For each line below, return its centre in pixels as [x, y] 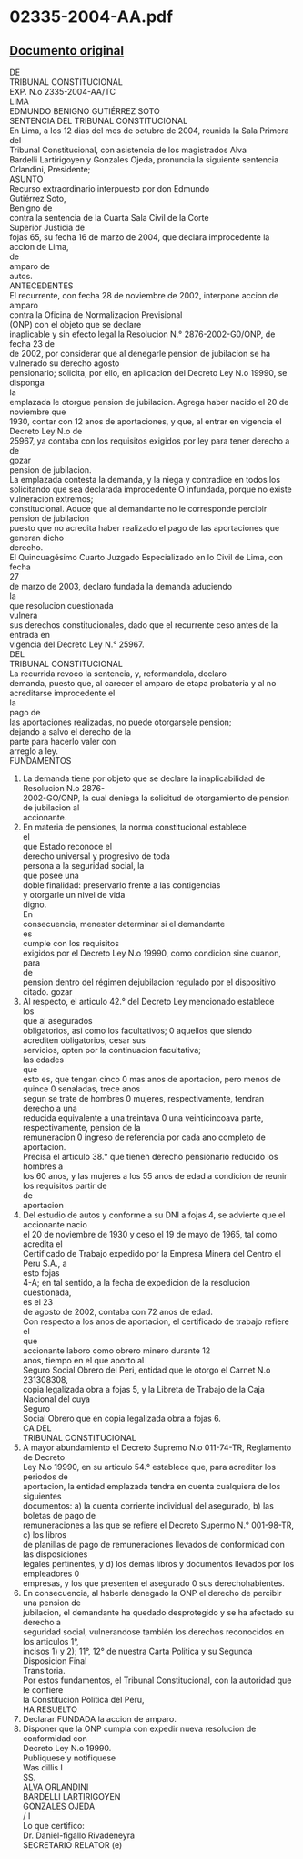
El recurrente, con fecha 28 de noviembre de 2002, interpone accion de [144, 295]
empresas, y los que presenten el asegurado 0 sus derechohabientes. [153, 1583]
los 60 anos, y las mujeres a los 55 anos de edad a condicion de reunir [155, 1176]
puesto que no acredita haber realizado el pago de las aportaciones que [145, 528]
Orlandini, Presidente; [50, 169]
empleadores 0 [51, 1573]
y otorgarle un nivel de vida [74, 895]
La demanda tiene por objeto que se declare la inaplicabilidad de [144, 778]
